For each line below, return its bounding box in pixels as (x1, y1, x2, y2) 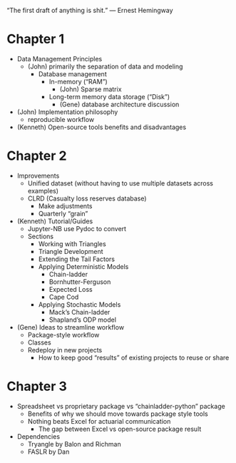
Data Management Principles (16, 54, 103, 63)
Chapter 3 (6, 378, 67, 395)
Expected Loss (48, 285, 93, 293)
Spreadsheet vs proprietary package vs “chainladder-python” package (16, 402, 225, 410)
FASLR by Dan (27, 447, 70, 456)
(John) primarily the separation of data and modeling (27, 62, 183, 71)
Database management (38, 69, 108, 78)
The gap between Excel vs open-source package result (38, 424, 202, 433)
